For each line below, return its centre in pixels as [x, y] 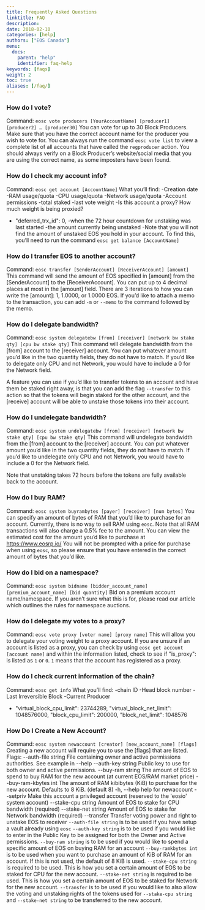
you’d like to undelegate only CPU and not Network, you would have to [95, 457]
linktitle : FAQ [26, 18]
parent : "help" [37, 58]
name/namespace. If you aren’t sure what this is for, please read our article [101, 599]
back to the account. [32, 482]
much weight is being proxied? [45, 208]
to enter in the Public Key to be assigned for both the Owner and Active [96, 835]
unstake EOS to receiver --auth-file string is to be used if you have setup [102, 822]
